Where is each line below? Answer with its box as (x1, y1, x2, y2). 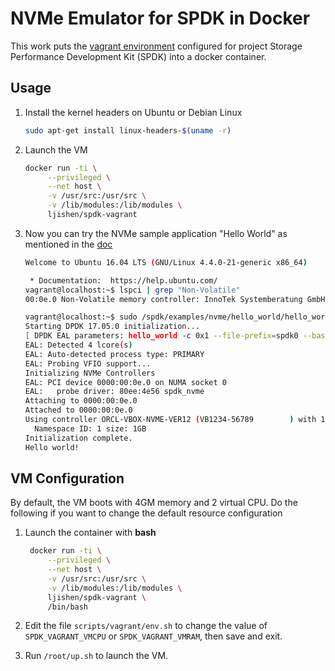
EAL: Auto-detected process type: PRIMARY (24, 349, 205, 359)
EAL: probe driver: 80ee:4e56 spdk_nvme (24, 387, 205, 397)
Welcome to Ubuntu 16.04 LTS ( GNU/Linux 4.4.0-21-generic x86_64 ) (24, 257, 308, 267)
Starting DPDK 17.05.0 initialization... (24, 322, 200, 332)
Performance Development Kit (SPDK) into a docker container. (10, 50, 267, 62)
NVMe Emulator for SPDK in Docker (10, 7, 311, 30)
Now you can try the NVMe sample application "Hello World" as (24, 227, 288, 239)
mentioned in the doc (24, 238, 113, 250)
